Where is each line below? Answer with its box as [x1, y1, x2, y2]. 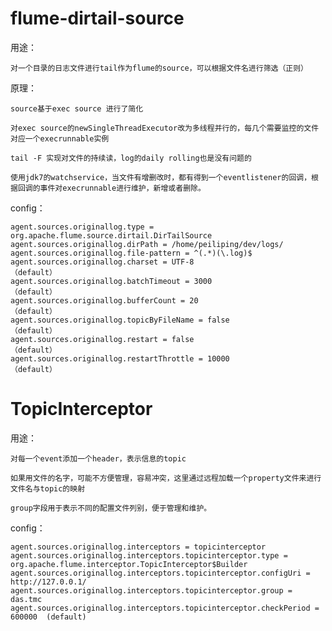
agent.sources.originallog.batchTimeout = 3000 [10, 276, 213, 286]
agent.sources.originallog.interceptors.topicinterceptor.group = [10, 585, 293, 596]
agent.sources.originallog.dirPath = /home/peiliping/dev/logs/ [10, 239, 284, 249]
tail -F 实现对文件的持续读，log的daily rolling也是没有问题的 [10, 153, 252, 163]
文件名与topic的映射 [10, 483, 86, 494]
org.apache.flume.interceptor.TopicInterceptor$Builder [10, 559, 248, 569]
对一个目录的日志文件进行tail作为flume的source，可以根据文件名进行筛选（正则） [10, 63, 308, 73]
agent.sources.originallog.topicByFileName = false [10, 315, 230, 325]
